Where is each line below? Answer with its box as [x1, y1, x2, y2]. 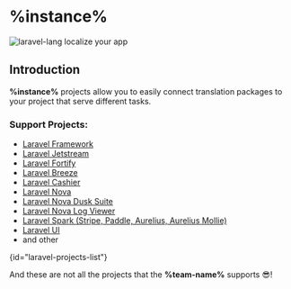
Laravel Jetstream [22, 149, 90, 159]
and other [22, 234, 59, 245]
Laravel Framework [22, 139, 94, 149]
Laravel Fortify [22, 158, 76, 168]
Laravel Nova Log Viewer [22, 205, 116, 217]
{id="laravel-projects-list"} [9, 252, 108, 263]
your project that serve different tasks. [9, 95, 152, 106]
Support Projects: [9, 118, 88, 131]
